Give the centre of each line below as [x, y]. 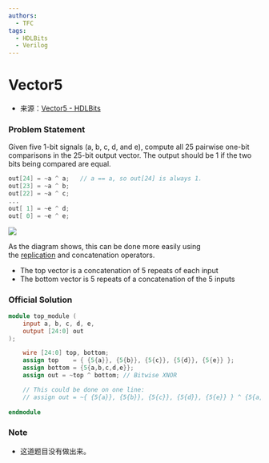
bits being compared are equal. [60, 164]
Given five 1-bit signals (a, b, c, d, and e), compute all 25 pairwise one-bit [129, 147]
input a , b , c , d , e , [58, 324]
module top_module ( [43, 316]
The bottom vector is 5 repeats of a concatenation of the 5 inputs [127, 279]
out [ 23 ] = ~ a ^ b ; [39, 186]
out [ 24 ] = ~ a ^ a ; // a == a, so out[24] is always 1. [105, 179]
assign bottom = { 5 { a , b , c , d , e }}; [78, 368]
